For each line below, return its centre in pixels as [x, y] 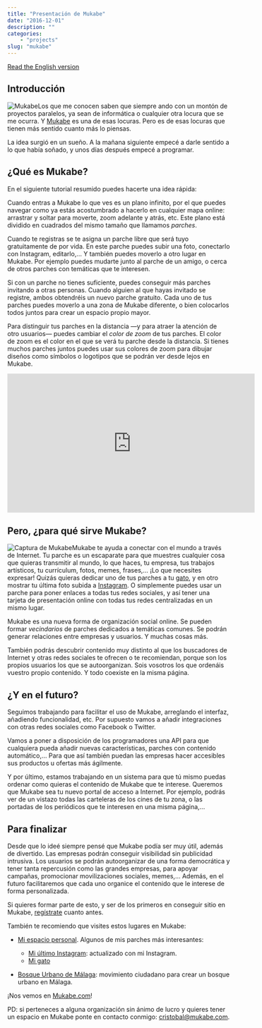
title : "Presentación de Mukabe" [56, 14]
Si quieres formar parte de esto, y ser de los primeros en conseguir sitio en [117, 905]
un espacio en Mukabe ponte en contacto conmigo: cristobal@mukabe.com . [119, 1017]
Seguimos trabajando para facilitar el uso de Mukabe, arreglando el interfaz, [118, 712]
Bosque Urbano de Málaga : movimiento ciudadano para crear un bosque [124, 974]
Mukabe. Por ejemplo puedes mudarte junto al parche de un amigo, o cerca [117, 261]
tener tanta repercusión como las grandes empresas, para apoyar [103, 868]
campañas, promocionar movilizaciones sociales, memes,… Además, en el [115, 876]
